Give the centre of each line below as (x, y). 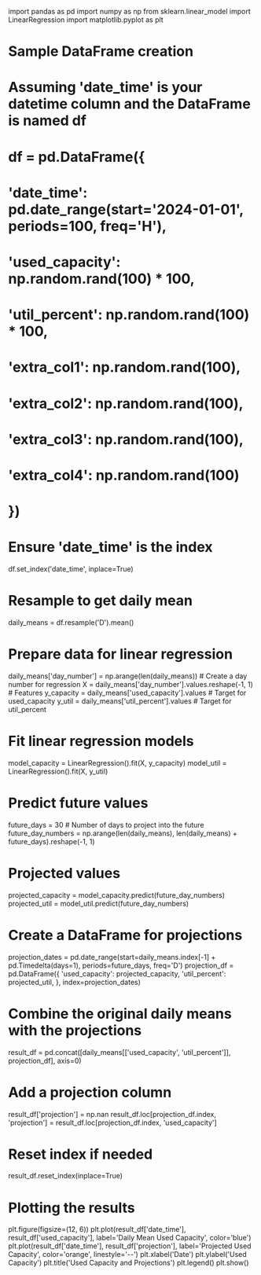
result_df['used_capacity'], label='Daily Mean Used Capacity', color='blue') (130, 1238)
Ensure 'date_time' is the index (111, 547)
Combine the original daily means (120, 1014)
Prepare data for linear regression (121, 654)
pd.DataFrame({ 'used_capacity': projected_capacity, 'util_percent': (117, 973)
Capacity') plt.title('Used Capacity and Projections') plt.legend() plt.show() (129, 1263)
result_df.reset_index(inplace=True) (66, 1176)
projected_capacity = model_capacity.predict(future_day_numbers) (117, 895)
